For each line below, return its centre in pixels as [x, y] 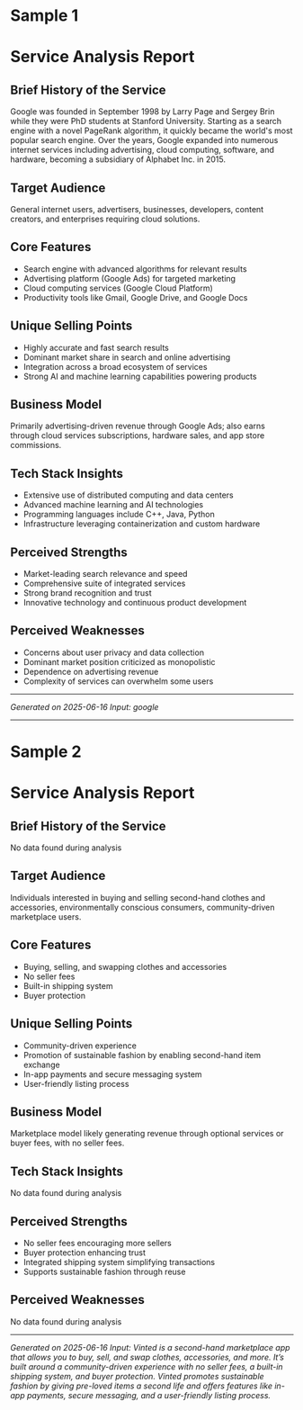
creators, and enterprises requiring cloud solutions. [105, 219]
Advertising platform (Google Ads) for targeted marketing [129, 278]
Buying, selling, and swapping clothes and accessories [125, 966]
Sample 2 [46, 752]
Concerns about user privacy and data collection [114, 652]
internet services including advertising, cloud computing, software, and [143, 150]
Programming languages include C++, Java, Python [119, 515]
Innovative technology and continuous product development [135, 603]
